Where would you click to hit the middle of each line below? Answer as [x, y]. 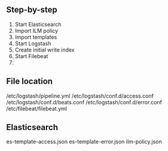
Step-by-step [32, 10]
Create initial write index [45, 50]
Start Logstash [33, 43]
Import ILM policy [36, 31]
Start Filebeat [31, 56]
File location [29, 81]
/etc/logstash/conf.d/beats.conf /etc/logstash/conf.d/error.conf [84, 102]
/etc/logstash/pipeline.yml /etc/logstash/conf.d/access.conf [80, 96]
